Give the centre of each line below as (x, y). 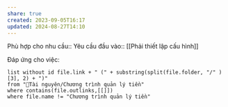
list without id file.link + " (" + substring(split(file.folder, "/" (112, 73)
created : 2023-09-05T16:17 (46, 20)
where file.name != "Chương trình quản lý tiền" (79, 97)
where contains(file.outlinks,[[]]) (60, 91)
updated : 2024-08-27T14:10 (46, 26)
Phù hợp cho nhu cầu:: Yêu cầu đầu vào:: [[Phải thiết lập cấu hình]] (103, 47)
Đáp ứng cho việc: (34, 60)
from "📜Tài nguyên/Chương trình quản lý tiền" (76, 85)
